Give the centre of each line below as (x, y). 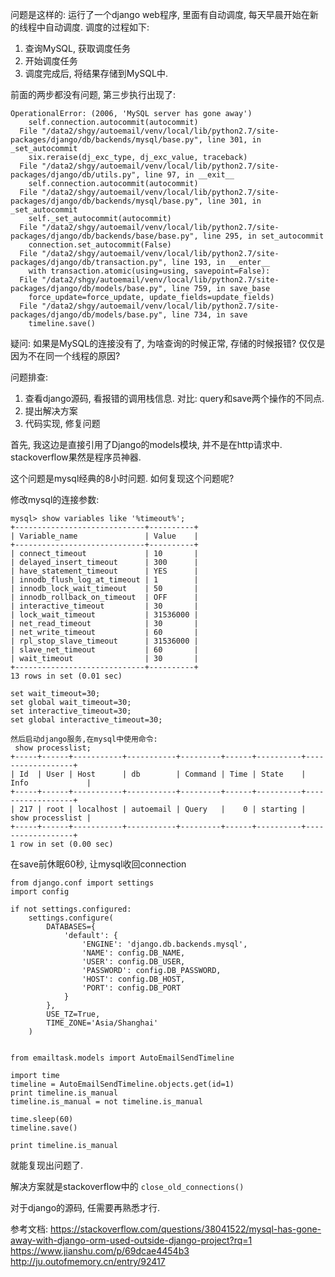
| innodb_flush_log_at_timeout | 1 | (104, 580)
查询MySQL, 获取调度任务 (77, 48)
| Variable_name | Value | (104, 536)
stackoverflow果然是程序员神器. (76, 457)
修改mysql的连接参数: (55, 499)
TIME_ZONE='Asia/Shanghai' (102, 1023)
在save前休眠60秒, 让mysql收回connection (98, 864)
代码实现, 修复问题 (62, 423)
